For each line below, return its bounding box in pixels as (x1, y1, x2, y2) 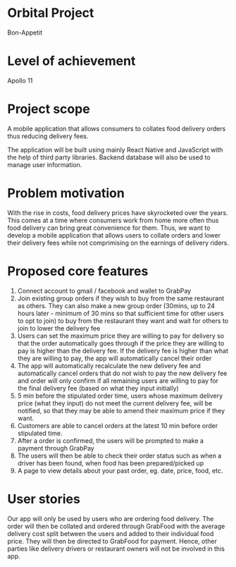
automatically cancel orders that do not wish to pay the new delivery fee (17, 369, 228, 377)
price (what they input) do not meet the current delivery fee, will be (17, 398, 213, 407)
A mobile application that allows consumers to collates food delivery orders (7, 124, 226, 133)
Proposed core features (7, 263, 149, 279)
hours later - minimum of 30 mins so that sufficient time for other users (17, 309, 224, 317)
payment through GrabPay (17, 444, 95, 452)
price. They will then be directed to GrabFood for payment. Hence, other (7, 537, 217, 545)
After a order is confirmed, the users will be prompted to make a (17, 436, 204, 445)
